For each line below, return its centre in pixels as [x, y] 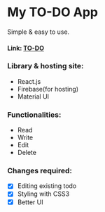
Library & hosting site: [45, 66]
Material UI [33, 96]
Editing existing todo [47, 186]
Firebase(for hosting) [48, 89]
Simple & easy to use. [38, 32]
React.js [29, 81]
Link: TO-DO [26, 48]
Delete [27, 153]
